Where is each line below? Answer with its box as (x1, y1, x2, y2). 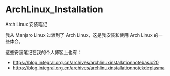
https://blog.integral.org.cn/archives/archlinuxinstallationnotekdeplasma (12, 65, 165, 71)
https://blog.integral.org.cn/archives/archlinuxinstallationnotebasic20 (12, 59, 159, 65)
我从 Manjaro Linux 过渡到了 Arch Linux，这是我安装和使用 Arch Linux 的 (5, 32, 159, 38)
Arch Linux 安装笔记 (5, 21, 48, 27)
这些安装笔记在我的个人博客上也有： (5, 49, 82, 55)
